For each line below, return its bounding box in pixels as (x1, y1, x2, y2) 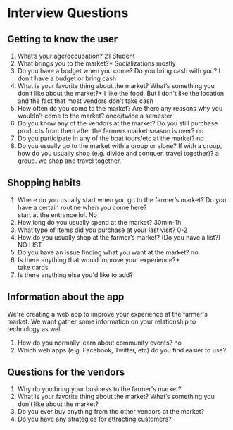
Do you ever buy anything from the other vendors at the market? (17, 407, 205, 416)
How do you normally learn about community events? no (17, 338, 182, 347)
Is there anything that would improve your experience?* (17, 255, 180, 264)
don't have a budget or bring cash (17, 74, 117, 82)
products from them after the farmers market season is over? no (17, 127, 204, 135)
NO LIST (17, 240, 42, 249)
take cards (17, 263, 49, 271)
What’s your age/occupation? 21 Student (17, 51, 135, 60)
